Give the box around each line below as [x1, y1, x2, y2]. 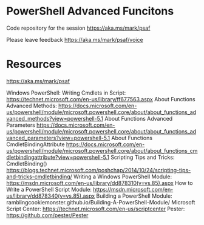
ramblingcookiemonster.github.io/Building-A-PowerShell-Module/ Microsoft [6, 198, 195, 206]
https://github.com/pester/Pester [6, 211, 89, 219]
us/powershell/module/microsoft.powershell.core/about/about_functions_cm [6, 147, 198, 154]
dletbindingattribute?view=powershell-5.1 [6, 153, 109, 161]
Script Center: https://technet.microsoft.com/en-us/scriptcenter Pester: [6, 205, 185, 212]
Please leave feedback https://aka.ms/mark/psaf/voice [6, 36, 144, 43]
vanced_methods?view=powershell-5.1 [6, 115, 104, 122]
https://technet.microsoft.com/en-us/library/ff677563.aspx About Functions [6, 95, 195, 102]
